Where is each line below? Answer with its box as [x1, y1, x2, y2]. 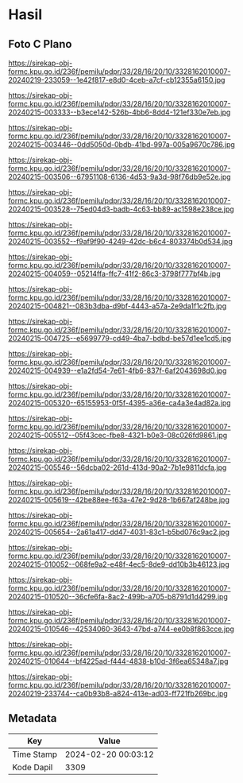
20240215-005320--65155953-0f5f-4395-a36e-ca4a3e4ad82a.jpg [8, 398, 232, 407]
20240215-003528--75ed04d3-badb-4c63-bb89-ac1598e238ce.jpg [8, 204, 234, 214]
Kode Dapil [12, 762, 53, 773]
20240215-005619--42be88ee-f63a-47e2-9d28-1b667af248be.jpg [8, 495, 230, 504]
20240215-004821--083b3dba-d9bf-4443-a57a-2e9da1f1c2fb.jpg [8, 301, 227, 311]
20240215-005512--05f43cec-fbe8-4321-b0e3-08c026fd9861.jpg [8, 431, 228, 440]
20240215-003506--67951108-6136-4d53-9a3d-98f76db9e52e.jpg [8, 172, 232, 181]
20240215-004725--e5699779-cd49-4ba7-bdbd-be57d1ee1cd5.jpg [8, 334, 232, 343]
